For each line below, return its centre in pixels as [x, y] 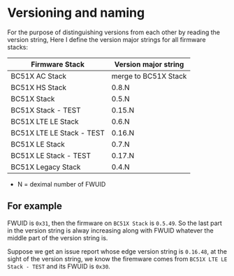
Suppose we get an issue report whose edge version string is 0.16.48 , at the [117, 251]
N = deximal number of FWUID [61, 184]
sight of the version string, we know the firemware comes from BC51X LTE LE [117, 259]
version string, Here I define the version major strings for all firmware [107, 39]
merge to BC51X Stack [149, 76]
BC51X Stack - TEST [46, 110]
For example [35, 206]
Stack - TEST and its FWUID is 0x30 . [59, 266]
